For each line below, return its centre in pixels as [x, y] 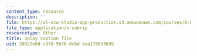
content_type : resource [35, 11]
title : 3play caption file [39, 38]
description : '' [26, 17]
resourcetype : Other [31, 33]
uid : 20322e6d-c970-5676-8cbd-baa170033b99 [60, 44]
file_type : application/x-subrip [47, 28]
